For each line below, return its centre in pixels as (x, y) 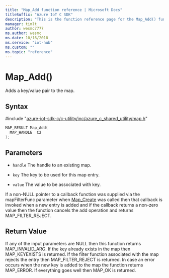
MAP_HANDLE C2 (26, 133)
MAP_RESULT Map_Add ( (27, 128)
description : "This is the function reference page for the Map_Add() (81, 19)
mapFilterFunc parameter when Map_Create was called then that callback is (84, 200)
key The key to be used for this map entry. (56, 174)
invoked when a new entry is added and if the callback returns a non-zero (82, 205)
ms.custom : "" (20, 47)
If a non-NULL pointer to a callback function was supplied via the (73, 194)
